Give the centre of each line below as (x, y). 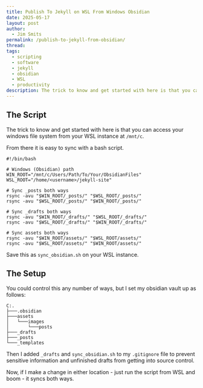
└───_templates (25, 343)
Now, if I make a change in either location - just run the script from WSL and (101, 372)
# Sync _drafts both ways (39, 212)
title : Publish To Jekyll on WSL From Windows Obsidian (78, 12)
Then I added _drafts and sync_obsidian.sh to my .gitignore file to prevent (101, 354)
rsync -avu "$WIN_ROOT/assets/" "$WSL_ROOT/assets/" (74, 238)
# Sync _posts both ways (37, 190)
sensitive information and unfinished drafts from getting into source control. (100, 360)
